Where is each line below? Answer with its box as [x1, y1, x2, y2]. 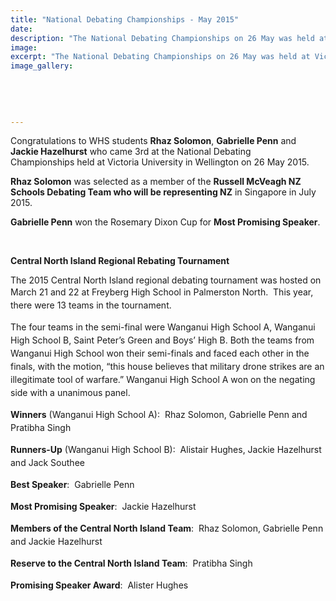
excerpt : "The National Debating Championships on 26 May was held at [10, 52, 311, 62]
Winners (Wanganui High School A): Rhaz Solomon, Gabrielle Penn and [10, 409, 308, 421]
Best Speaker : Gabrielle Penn [10, 479, 135, 491]
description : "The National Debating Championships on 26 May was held [10, 33, 315, 43]
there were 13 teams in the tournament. [10, 299, 172, 311]
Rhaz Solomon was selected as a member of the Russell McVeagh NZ [10, 176, 302, 188]
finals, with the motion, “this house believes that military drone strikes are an [10, 361, 325, 373]
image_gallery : [10, 61, 74, 71]
